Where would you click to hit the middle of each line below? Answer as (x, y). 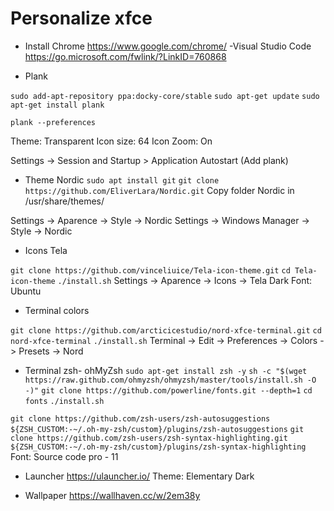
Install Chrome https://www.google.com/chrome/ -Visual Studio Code (168, 46)
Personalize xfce (81, 18)
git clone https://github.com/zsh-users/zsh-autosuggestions (140, 418)
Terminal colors (57, 310)
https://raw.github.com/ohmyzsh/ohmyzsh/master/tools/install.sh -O (170, 380)
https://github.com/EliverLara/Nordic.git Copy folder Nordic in (159, 190)
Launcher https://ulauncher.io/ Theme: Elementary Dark (139, 476)
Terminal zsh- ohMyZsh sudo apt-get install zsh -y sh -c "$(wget (166, 370)
